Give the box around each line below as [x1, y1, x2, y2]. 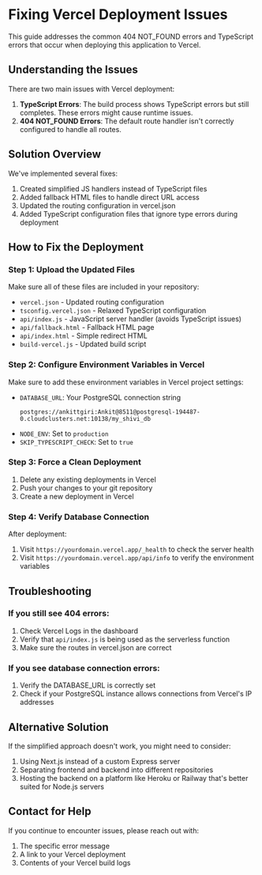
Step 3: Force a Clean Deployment [8, 456, 142, 468]
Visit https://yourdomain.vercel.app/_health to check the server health [19, 544, 254, 555]
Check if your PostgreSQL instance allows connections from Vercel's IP [19, 689, 253, 699]
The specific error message [19, 841, 110, 850]
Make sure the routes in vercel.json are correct [19, 642, 172, 652]
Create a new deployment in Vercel [19, 491, 134, 501]
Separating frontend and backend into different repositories [19, 765, 214, 775]
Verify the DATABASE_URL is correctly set [19, 680, 156, 690]
